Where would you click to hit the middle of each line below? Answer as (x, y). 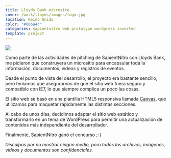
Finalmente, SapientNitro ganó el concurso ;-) (53, 135)
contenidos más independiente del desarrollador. (57, 125)
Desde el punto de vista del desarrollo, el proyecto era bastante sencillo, (81, 78)
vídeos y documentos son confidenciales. (49, 150)
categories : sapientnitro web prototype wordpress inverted (71, 29)
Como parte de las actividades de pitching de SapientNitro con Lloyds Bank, (86, 57)
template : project (25, 34)
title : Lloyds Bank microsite (38, 10)
